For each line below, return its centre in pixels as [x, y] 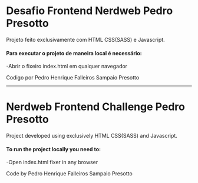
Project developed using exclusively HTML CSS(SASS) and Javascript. [92, 136]
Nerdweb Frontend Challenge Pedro [96, 107]
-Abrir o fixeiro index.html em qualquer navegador [67, 66]
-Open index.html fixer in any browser [52, 162]
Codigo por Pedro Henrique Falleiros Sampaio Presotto [73, 78]
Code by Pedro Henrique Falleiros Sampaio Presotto [69, 174]
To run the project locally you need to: [54, 149]
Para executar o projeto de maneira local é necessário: [74, 53]
